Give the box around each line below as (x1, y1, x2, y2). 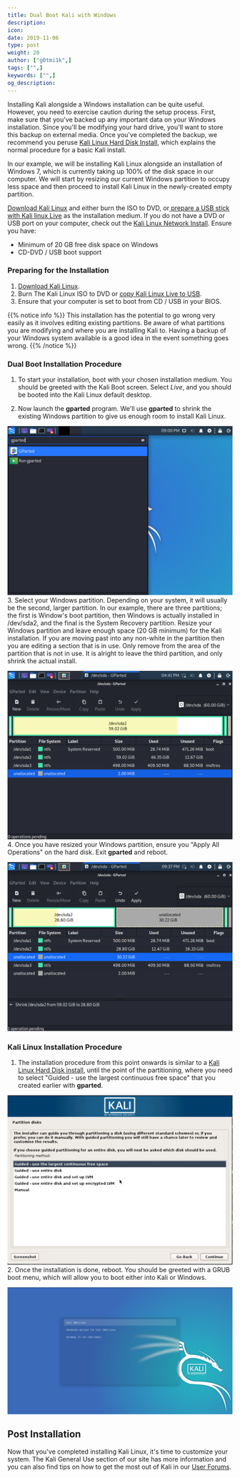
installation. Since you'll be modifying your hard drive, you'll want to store (7, 122, 224, 132)
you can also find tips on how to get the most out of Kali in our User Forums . (7, 1462, 232, 1471)
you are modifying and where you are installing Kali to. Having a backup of (7, 326, 226, 334)
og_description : (7, 79, 56, 86)
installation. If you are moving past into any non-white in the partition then (7, 633, 225, 643)
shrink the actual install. (7, 656, 77, 665)
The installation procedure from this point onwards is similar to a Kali (17, 1058, 220, 1066)
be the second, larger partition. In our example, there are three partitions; (7, 603, 223, 612)
